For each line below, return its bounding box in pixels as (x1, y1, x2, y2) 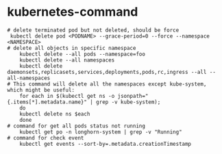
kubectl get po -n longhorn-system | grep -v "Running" (19, 128, 183, 136)
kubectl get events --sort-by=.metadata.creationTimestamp (19, 140, 192, 147)
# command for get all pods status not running (7, 123, 146, 129)
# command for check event (7, 134, 84, 141)
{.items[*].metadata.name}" (7, 99, 88, 105)
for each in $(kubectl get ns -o (19, 92, 115, 99)
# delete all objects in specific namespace (7, 44, 136, 51)
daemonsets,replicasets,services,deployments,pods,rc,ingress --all (7, 68, 207, 75)
